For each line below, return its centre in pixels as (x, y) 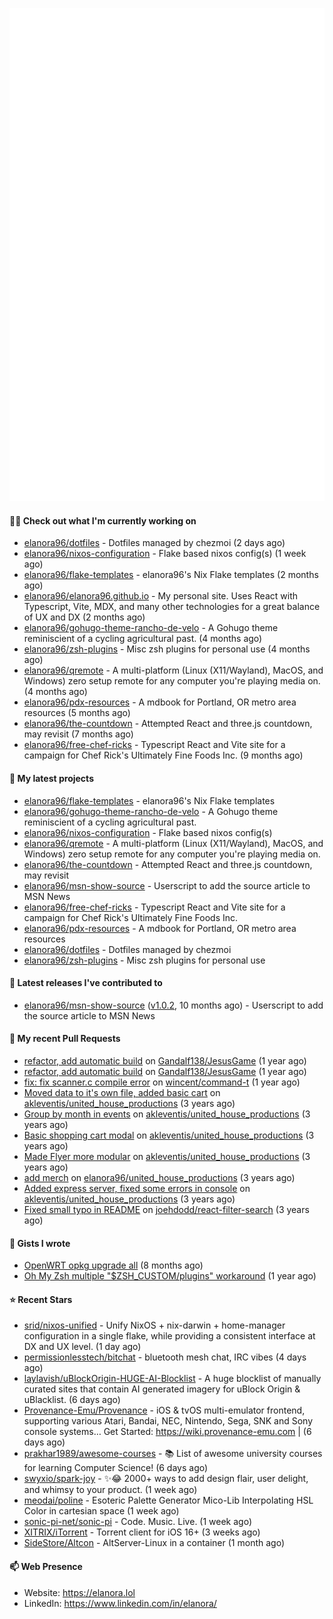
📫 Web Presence (46, 1566)
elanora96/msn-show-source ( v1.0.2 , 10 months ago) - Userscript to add (173, 1005)
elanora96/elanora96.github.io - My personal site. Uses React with (160, 596)
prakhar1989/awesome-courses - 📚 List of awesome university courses (173, 1454)
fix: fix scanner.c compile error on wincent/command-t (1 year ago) (162, 1082)
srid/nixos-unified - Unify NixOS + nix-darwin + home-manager (154, 1325)
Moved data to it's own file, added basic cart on (122, 1092)
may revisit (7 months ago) (78, 734)
